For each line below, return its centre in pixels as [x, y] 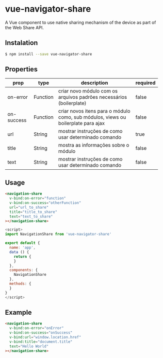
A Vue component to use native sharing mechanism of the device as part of [81, 22]
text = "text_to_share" [31, 216]
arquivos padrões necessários [92, 97]
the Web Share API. [24, 27]
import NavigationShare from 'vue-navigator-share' [58, 234]
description [94, 83]
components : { [24, 270]
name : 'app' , [23, 248]
